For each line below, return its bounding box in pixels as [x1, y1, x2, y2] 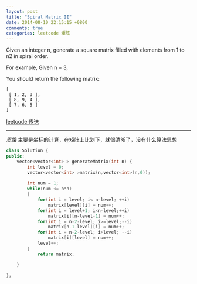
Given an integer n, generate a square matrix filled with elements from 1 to [6, 46, 185, 53]
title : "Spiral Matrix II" [6, 14, 72, 20]
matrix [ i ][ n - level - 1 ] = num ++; [47, 213, 125, 219]
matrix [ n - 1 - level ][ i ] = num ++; [47, 224, 125, 230]
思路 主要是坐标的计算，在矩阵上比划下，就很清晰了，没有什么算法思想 [6, 136, 177, 143]
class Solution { [6, 148, 49, 154]
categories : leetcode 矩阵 [6, 30, 70, 36]
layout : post [6, 8, 38, 15]
